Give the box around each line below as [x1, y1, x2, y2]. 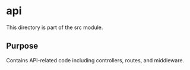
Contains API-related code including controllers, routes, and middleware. [6, 56, 185, 63]
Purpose [6, 41, 39, 51]
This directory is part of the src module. [6, 24, 103, 31]
